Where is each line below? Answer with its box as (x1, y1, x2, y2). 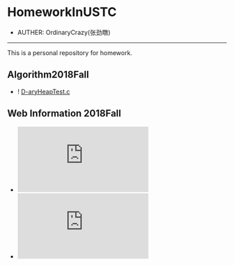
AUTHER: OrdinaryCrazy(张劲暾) (17, 28, 111, 36)
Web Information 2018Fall (7, 107, 122, 119)
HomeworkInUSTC (7, 4, 117, 20)
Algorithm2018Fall (7, 69, 89, 81)
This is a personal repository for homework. (7, 48, 132, 56)
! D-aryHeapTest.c (17, 87, 70, 96)
